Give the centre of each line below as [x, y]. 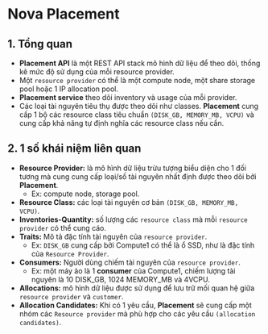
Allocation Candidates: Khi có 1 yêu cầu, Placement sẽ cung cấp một [136, 305]
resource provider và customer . [71, 296]
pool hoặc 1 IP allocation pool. [68, 89]
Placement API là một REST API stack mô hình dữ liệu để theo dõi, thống [140, 63]
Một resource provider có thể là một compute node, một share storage [137, 80]
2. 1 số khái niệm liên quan [74, 149]
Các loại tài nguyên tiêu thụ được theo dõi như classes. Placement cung [139, 106]
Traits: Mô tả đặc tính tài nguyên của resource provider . [113, 236]
